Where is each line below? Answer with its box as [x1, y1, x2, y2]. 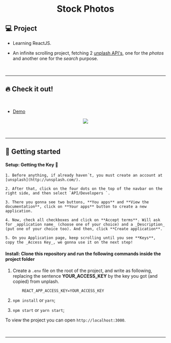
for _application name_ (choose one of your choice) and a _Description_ [5, 222, 165, 227]
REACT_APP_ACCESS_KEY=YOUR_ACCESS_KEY [22, 288, 104, 293]
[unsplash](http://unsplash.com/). [5, 177, 81, 183]
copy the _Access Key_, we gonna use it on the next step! [5, 240, 133, 245]
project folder [5, 256, 35, 262]
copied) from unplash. [12, 278, 60, 284]
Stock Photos [56, 3, 115, 15]
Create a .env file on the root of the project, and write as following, [12, 267, 153, 274]
